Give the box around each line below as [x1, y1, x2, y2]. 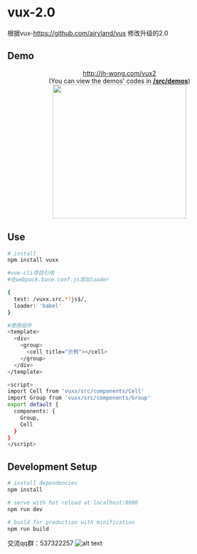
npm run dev [7, 505, 43, 513]
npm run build [7, 525, 50, 533]
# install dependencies [7, 480, 78, 487]
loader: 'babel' [14, 302, 62, 309]
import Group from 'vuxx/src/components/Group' [7, 394, 151, 402]
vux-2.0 [7, 4, 55, 21]
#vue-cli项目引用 [7, 269, 55, 277]
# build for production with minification [7, 518, 135, 525]
